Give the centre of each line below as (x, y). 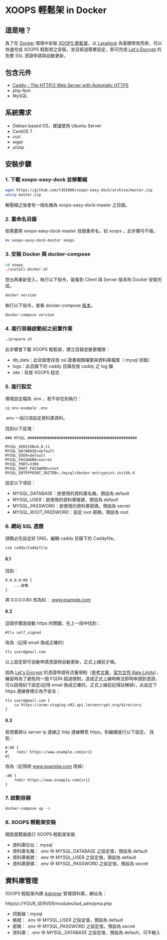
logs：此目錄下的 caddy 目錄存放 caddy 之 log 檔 (63, 366)
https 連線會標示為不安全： (33, 691)
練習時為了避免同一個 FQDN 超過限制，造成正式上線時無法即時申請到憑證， (83, 679)
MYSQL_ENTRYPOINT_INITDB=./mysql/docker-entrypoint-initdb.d (70, 473)
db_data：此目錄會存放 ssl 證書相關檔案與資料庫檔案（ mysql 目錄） (82, 360)
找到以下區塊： (20, 429)
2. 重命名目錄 (21, 219)
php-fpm (21, 90)
